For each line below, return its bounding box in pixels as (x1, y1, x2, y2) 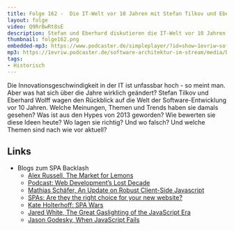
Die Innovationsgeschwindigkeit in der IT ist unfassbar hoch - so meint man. (7, 81, 226, 89)
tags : (7, 56, 23, 63)
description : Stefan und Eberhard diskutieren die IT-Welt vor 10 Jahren (7, 29, 226, 37)
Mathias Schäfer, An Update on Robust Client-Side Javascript (27, 186, 205, 195)
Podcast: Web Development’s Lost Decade (27, 179, 150, 187)
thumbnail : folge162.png (7, 36, 79, 43)
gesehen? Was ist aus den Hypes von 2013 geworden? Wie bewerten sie (7, 111, 216, 119)
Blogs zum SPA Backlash (17, 164, 89, 173)
